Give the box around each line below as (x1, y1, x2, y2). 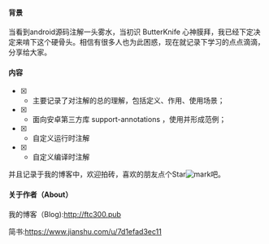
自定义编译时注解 (32, 152, 90, 162)
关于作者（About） (8, 190, 73, 199)
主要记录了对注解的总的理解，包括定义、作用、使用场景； (32, 96, 225, 106)
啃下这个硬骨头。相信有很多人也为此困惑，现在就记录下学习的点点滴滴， (22, 37, 265, 47)
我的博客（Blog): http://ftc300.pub (8, 209, 122, 219)
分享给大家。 (8, 47, 51, 57)
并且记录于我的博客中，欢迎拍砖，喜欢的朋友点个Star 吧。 (8, 169, 226, 179)
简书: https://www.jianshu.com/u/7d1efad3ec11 (8, 226, 163, 236)
